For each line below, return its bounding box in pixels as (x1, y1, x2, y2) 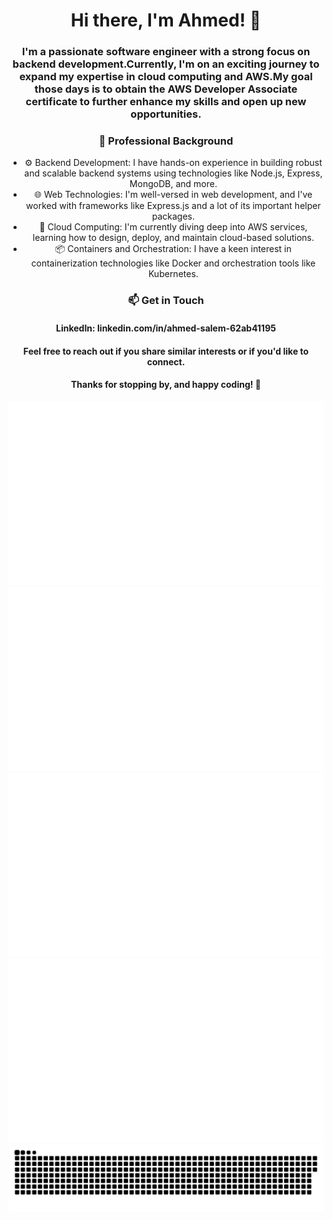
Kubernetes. (147, 268, 199, 280)
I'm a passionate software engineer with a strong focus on (21, 45, 311, 59)
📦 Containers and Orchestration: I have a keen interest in (55, 243, 292, 255)
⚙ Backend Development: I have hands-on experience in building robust (24, 157, 323, 169)
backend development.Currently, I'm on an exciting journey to (12, 57, 320, 71)
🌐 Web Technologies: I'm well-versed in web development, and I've (34, 189, 313, 201)
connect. (146, 355, 186, 368)
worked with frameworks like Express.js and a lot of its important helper (26, 200, 321, 212)
